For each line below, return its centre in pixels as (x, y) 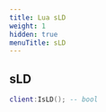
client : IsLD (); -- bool (54, 99)
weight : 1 (28, 26)
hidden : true (34, 34)
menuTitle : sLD (38, 43)
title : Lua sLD (38, 17)
